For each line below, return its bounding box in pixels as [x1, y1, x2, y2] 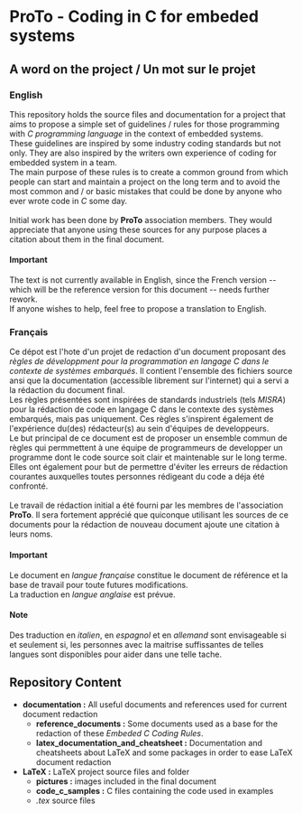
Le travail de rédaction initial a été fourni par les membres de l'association [9, 500, 284, 511]
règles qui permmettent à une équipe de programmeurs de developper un [9, 443, 283, 453]
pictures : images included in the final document [35, 775, 217, 787]
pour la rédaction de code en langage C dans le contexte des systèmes [9, 404, 274, 415]
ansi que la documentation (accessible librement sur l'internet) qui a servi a [9, 375, 289, 386]
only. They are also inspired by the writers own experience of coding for [9, 147, 278, 158]
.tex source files [35, 795, 96, 806]
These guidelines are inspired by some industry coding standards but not [9, 137, 281, 148]
